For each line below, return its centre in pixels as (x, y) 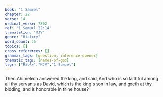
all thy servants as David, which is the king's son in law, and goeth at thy (78, 84)
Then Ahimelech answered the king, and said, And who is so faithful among (82, 79)
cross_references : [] (27, 51)
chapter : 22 (17, 14)
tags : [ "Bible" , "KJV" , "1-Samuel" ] (41, 65)
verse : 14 (15, 19)
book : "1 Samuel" (23, 10)
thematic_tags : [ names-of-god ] (37, 60)
